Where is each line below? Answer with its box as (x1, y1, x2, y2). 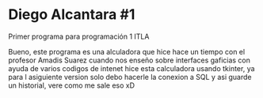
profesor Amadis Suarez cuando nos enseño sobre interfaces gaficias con (8, 55, 251, 65)
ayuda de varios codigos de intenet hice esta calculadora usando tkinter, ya (8, 63, 255, 73)
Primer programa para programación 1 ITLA (8, 32, 150, 41)
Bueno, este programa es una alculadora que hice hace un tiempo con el (8, 47, 246, 56)
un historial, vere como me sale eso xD (8, 81, 135, 90)
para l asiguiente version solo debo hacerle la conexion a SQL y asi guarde (8, 72, 252, 81)
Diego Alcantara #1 (8, 6, 135, 24)
